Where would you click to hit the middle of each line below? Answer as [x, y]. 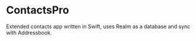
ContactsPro [38, 10]
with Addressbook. [29, 32]
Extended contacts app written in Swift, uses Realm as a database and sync [98, 26]
